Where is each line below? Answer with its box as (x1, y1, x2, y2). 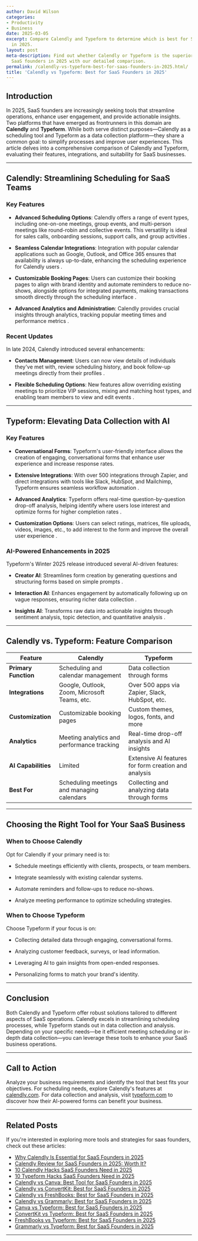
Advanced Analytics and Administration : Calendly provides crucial (14, 305, 180, 312)
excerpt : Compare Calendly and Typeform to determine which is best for (6, 36, 189, 42)
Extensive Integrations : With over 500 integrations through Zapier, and (14, 471, 188, 479)
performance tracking (58, 741, 120, 749)
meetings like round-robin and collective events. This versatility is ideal (14, 226, 187, 234)
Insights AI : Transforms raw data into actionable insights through (14, 607, 173, 615)
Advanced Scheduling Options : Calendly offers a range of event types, (14, 214, 189, 221)
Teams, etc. (58, 696, 91, 704)
